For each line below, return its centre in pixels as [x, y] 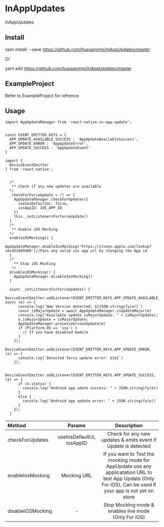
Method [17, 426]
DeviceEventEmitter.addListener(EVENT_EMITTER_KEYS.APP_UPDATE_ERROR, [78, 350]
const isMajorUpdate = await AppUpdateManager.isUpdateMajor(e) [85, 311]
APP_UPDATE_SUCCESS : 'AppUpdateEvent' [50, 148]
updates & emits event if [129, 440]
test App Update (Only [129, 478]
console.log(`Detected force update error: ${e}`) [71, 358]
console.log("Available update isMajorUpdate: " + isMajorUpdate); [88, 315]
